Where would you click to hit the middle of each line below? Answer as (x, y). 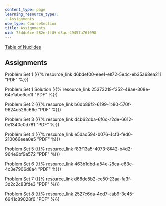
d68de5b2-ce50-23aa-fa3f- (103, 179)
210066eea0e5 (21, 139)
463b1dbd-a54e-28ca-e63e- (104, 164)
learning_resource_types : (32, 14)
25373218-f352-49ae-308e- (121, 89)
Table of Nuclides (23, 47)
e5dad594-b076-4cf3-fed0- (104, 134)
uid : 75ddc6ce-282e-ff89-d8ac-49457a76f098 (51, 33)
